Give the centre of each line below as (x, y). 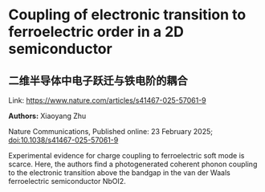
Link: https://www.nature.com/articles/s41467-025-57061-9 (107, 100)
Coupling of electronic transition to (127, 15)
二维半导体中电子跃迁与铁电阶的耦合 (98, 81)
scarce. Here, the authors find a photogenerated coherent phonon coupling (133, 164)
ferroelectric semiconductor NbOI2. (67, 181)
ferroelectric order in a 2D (96, 32)
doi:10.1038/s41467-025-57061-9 (63, 140)
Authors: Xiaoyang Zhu (47, 116)
